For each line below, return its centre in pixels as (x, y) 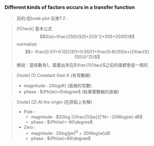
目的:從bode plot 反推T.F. (42, 18)
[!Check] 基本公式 (34, 29)
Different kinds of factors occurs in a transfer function (70, 7)
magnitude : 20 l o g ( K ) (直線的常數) (58, 86)
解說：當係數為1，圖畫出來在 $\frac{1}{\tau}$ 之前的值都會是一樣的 (82, 65)
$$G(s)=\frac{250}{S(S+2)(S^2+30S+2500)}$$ (87, 37)
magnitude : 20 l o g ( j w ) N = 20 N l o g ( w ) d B (70, 133)
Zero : (30, 127)
